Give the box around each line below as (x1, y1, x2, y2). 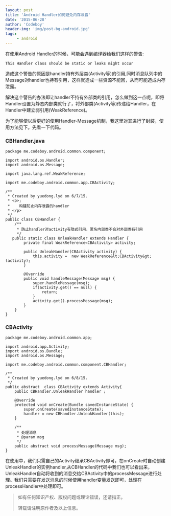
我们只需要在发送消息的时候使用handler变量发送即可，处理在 (14, 477, 142, 483)
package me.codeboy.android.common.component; (5, 149, 106, 154)
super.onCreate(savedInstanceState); (23, 407, 104, 412)
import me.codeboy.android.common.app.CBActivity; (5, 180, 115, 186)
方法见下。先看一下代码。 (9, 124, 64, 130)
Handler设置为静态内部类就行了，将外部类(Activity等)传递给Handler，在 (5, 100, 156, 106)
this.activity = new (32, 254, 79, 259)
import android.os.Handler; (5, 158, 65, 163)
